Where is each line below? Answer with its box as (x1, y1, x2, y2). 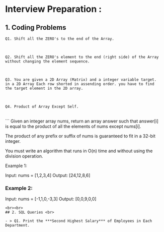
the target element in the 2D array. (5, 86, 83, 91)
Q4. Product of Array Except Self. (5, 104, 79, 109)
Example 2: (5, 184, 33, 191)
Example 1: (5, 163, 27, 169)
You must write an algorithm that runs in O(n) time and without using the (5, 148, 153, 154)
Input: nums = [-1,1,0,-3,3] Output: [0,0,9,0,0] (5, 196, 97, 202)
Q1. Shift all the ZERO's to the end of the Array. (5, 36, 114, 41)
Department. (5, 223, 30, 228)
